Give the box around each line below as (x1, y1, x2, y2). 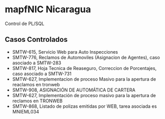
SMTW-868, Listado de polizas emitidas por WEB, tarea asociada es (12, 103, 157, 109)
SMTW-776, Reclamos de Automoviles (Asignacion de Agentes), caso (12, 54, 160, 60)
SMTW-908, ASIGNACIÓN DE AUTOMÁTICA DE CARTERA (12, 87, 136, 93)
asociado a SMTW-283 (12, 60, 61, 66)
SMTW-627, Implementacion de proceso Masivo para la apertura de (12, 76, 156, 82)
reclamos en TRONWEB (12, 98, 63, 104)
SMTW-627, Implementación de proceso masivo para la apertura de (12, 92, 156, 98)
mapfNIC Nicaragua (5, 4, 91, 15)
